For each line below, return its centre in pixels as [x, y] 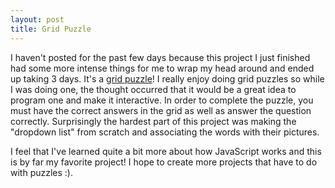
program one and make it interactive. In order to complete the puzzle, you [162, 100]
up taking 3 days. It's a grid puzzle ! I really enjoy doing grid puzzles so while [167, 78]
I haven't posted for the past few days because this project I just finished [160, 57]
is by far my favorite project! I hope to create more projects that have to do [164, 162]
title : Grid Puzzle [51, 29]
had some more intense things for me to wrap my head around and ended [162, 68]
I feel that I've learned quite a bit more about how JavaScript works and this [166, 151]
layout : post [37, 19]
